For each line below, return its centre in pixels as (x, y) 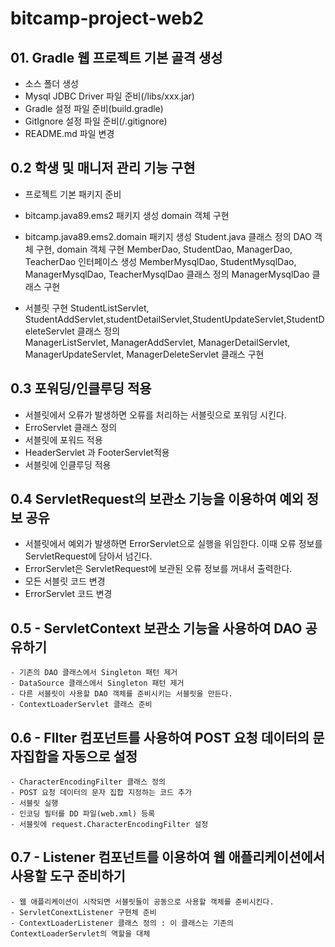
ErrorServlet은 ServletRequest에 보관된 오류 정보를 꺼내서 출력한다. (158, 569)
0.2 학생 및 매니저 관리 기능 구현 (103, 168)
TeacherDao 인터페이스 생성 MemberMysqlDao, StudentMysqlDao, (160, 261)
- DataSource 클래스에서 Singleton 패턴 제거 (97, 683)
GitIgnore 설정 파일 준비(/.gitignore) (96, 121)
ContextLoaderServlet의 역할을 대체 (80, 933)
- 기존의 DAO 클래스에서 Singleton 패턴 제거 (94, 673)
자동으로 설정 (99, 756)
